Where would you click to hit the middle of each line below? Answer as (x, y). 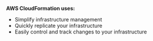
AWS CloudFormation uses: (41, 8)
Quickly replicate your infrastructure (59, 26)
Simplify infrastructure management (58, 19)
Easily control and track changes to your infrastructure (81, 32)
